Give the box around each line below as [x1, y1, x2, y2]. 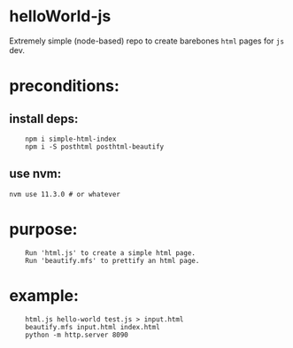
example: [9, 285, 80, 305]
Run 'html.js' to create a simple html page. [25, 248, 197, 258]
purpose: [9, 219, 78, 239]
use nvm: [9, 166, 62, 182]
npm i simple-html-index [25, 135, 117, 143]
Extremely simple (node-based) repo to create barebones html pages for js [9, 35, 285, 46]
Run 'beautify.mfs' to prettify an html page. [25, 256, 200, 265]
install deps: [9, 111, 79, 126]
